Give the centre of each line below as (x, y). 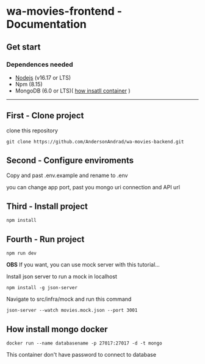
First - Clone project (45, 116)
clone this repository (32, 131)
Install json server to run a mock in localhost (62, 276)
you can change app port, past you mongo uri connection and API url (93, 187)
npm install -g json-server (42, 288)
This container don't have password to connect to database (81, 354)
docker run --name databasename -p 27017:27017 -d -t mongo (85, 343)
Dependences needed (40, 64)
